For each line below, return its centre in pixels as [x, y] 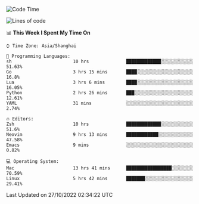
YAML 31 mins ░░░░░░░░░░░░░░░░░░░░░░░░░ [100, 103]
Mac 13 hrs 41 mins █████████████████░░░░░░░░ [100, 168]
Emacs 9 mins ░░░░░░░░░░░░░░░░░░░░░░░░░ [100, 145]
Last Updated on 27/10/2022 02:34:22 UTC [60, 195]
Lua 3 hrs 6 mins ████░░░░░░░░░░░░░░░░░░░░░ [100, 82]
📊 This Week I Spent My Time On [48, 33]
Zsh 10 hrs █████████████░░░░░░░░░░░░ [100, 124]
